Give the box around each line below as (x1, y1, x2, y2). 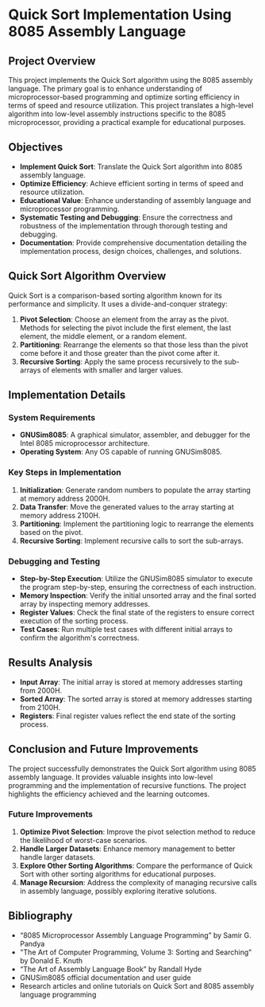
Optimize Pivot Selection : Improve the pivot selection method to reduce (19, 826, 256, 837)
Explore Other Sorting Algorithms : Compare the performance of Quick (19, 861, 253, 870)
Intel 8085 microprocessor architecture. (19, 439, 151, 448)
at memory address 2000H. (19, 494, 110, 503)
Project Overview (8, 54, 96, 68)
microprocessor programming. (19, 204, 120, 213)
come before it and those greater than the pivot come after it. (19, 348, 220, 357)
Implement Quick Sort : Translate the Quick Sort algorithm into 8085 (19, 162, 243, 171)
